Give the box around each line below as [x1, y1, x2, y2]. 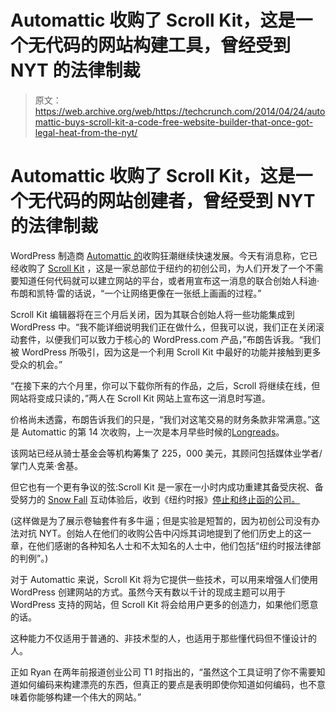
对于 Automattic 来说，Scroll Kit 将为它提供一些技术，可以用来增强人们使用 [10, 573, 318, 585]
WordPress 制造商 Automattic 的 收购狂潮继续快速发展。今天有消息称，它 [10, 249, 310, 261]
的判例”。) [10, 552, 49, 564]
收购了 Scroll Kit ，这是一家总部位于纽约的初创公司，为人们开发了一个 [18, 262, 307, 274]
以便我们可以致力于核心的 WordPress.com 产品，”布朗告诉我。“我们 [44, 333, 321, 345]
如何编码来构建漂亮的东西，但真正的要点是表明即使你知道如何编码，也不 [18, 678, 317, 690]
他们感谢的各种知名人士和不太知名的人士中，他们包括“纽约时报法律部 [36, 539, 322, 551]
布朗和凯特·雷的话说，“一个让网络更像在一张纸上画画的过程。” [10, 287, 262, 299]
